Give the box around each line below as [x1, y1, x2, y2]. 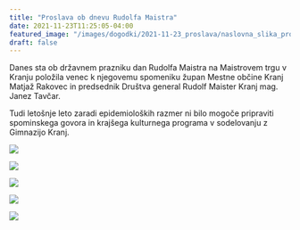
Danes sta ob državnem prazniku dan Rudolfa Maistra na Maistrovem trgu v [9, 62, 287, 73]
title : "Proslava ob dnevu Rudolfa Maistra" [9, 12, 178, 22]
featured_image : [9, 29, 70, 38]
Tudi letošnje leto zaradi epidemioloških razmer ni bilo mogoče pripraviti [9, 108, 274, 119]
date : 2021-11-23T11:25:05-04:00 [9, 21, 134, 30]
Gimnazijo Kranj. [9, 127, 70, 138]
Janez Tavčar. [9, 91, 61, 102]
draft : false [9, 37, 58, 47]
